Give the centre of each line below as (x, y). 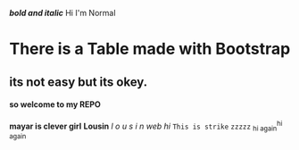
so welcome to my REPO (55, 104)
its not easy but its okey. (79, 82)
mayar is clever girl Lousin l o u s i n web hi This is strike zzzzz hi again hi (146, 126)
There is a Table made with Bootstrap (150, 49)
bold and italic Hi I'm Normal (62, 13)
